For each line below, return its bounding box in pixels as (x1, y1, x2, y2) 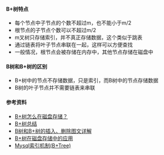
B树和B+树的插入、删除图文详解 (14, 127, 92, 134)
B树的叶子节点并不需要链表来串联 (14, 84, 95, 91)
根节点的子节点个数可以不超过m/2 (14, 27, 97, 34)
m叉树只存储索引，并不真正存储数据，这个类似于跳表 (14, 34, 143, 41)
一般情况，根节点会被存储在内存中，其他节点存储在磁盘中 (14, 48, 153, 55)
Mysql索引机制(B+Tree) (14, 142, 71, 149)
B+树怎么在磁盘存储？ (14, 112, 69, 119)
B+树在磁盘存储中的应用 (14, 135, 73, 142)
